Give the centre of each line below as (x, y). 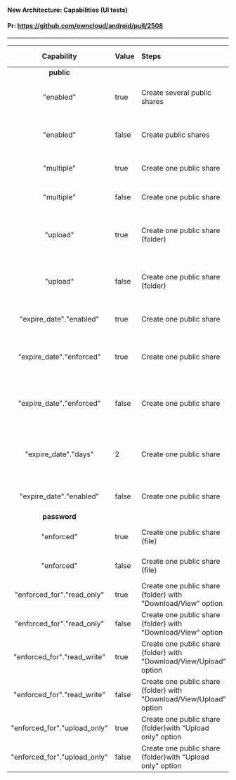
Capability (59, 56)
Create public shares (176, 135)
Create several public (177, 93)
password (59, 516)
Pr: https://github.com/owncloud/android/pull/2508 (85, 26)
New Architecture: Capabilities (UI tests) (67, 10)
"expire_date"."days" (59, 454)
